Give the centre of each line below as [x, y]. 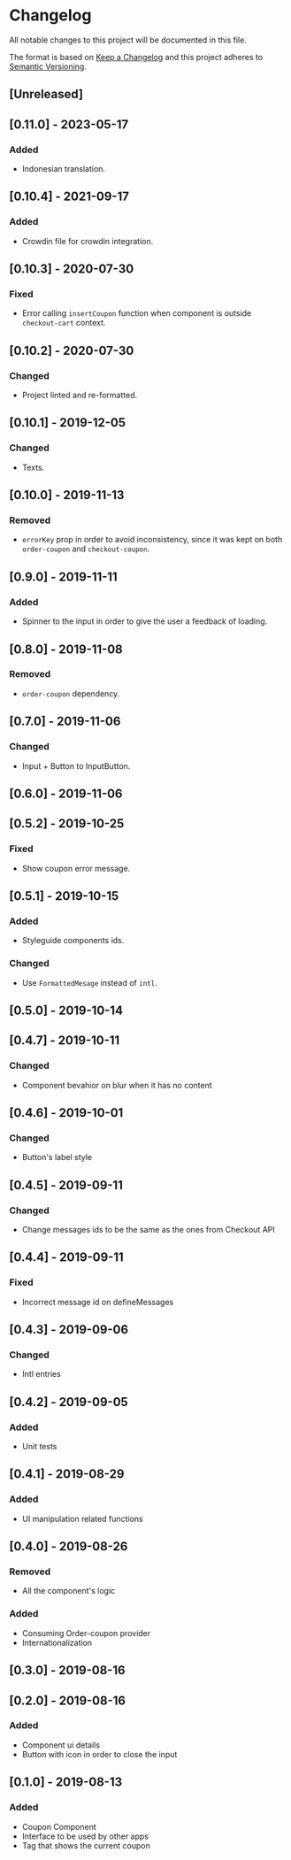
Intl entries [42, 1374]
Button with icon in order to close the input [100, 1754]
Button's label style [57, 1157]
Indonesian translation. [64, 169]
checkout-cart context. [64, 323]
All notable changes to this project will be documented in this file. [128, 40]
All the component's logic [69, 1591]
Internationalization [57, 1642]
